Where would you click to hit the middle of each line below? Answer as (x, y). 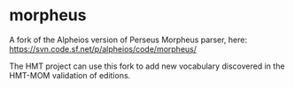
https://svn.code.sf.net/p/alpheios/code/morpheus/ (103, 48)
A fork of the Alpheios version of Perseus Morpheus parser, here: (128, 40)
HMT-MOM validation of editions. (70, 75)
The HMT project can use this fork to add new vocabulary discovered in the (147, 66)
